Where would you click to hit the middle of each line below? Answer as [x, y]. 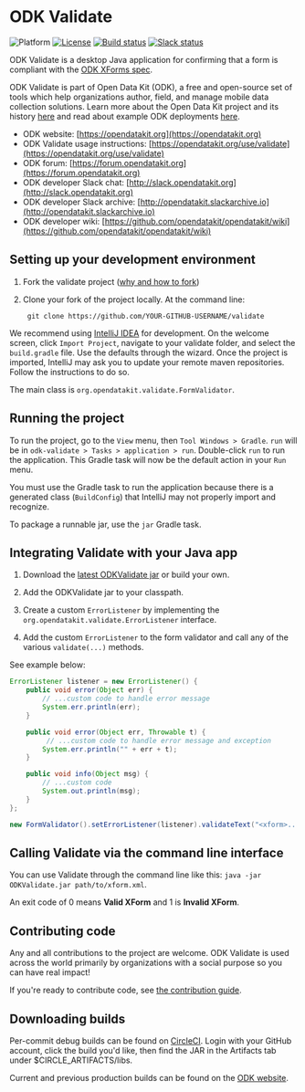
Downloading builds [68, 1018]
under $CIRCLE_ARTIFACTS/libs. [71, 1060]
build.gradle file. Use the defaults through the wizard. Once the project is [149, 352]
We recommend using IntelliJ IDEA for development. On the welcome [139, 333]
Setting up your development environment [132, 260]
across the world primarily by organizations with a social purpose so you [146, 963]
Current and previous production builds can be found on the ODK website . [149, 1077]
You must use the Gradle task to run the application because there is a [142, 487]
